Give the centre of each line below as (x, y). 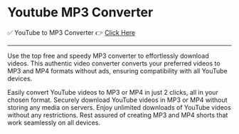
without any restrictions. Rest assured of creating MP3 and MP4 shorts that (118, 115)
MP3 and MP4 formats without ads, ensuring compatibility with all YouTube (117, 71)
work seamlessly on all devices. (54, 123)
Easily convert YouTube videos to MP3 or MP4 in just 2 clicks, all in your (113, 92)
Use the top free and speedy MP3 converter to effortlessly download (108, 56)
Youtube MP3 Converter (80, 12)
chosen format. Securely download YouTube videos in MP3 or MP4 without (117, 100)
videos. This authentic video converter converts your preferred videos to (114, 63)
